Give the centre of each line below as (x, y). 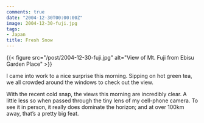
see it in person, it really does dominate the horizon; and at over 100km (95, 107)
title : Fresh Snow (30, 40)
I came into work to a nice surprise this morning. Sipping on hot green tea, (100, 76)
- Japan (16, 35)
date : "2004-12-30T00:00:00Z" (45, 18)
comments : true (26, 12)
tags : (13, 29)
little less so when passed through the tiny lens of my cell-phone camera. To (102, 100)
